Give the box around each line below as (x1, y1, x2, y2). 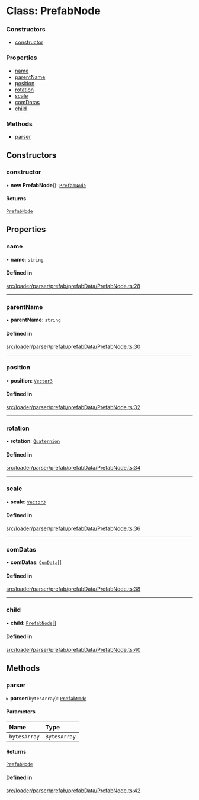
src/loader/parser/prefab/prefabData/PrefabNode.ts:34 (6, 464, 141, 471)
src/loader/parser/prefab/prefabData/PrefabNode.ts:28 (6, 282, 141, 289)
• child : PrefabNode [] (6, 619, 56, 626)
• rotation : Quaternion (6, 438, 60, 445)
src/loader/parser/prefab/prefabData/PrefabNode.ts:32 (6, 403, 141, 410)
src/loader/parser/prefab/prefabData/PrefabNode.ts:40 (6, 646, 141, 653)
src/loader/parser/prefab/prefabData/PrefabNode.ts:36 (6, 525, 141, 532)
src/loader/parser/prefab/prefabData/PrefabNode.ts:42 (6, 787, 141, 794)
